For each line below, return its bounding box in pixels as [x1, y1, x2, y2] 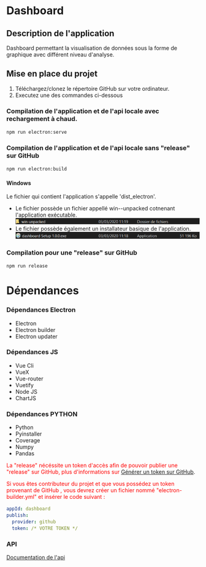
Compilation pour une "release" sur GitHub [6, 248, 138, 256]
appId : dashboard [6, 506, 51, 512]
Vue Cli [15, 361, 34, 369]
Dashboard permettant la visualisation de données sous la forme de [6, 44, 178, 52]
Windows [6, 179, 31, 187]
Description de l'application [6, 28, 115, 39]
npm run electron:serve [6, 129, 67, 136]
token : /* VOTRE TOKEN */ [12, 525, 78, 531]
